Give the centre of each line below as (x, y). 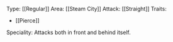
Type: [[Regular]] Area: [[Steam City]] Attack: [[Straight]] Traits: (87, 9)
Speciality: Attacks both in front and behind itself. (68, 32)
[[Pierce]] (27, 20)
